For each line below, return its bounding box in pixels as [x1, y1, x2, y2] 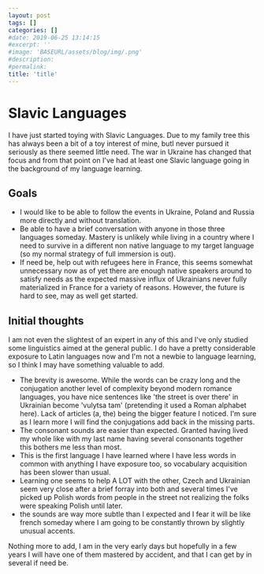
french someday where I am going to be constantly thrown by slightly [19, 518, 245, 527]
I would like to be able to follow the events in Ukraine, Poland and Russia [19, 207, 255, 217]
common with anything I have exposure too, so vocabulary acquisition [19, 459, 247, 469]
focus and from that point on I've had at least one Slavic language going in [8, 155, 250, 165]
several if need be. [8, 558, 69, 568]
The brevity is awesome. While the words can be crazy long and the [19, 375, 240, 385]
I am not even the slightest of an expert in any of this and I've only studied [8, 335, 248, 345]
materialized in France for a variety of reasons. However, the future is [19, 283, 245, 293]
